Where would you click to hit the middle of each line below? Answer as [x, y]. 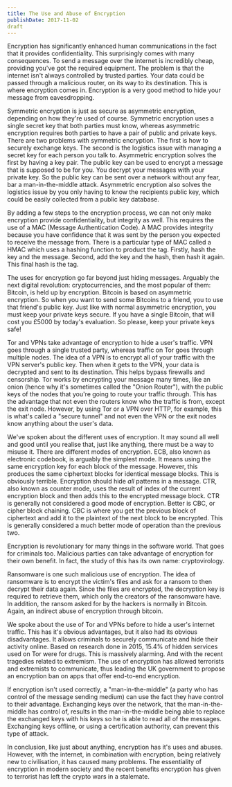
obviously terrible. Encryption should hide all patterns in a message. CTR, [112, 481]
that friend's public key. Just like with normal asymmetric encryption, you [112, 307]
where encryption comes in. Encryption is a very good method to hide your [114, 90]
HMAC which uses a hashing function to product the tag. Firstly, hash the [111, 249]
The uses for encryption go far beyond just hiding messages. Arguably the [113, 278]
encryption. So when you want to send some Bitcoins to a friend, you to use [115, 300]
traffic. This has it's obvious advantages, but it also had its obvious [102, 632]
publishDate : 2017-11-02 [43, 20]
